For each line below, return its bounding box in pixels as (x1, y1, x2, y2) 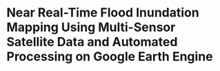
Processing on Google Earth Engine (6, 49, 213, 65)
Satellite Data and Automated (6, 34, 178, 50)
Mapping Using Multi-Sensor (6, 19, 176, 35)
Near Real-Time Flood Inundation (6, 5, 199, 21)
